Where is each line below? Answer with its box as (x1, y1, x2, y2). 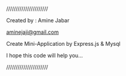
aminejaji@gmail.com (6, 28, 59, 36)
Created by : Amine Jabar (6, 17, 70, 24)
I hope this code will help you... (6, 52, 83, 59)
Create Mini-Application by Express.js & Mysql (6, 40, 121, 47)
